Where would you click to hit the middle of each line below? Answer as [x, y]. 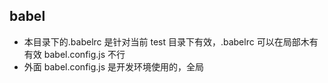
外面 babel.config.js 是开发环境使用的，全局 [114, 66]
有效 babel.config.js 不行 [74, 54]
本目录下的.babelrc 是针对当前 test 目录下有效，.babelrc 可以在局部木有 [171, 41]
